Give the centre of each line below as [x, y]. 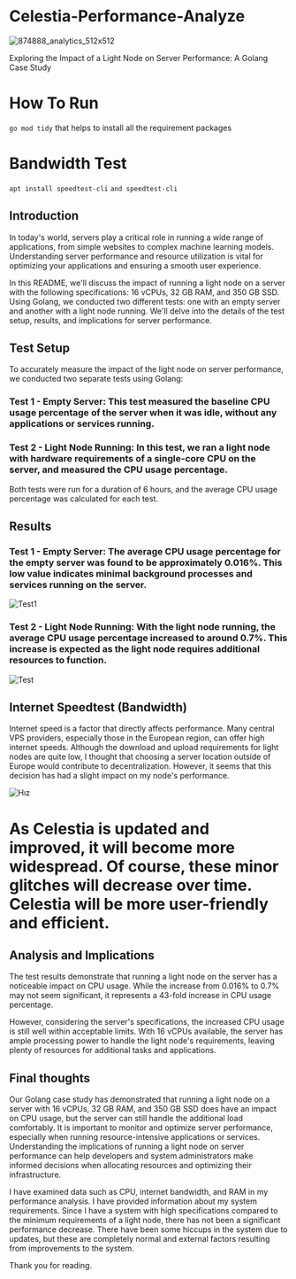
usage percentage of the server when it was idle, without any [143, 413]
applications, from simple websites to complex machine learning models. [142, 246]
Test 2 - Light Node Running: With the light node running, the [142, 627]
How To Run [54, 103]
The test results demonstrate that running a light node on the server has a [144, 977]
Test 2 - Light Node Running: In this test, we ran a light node [140, 447]
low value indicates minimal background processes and [131, 573]
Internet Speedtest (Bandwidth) [99, 707]
